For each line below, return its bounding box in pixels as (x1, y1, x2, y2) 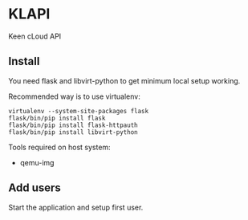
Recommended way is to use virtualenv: (8, 92, 140, 101)
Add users (8, 181, 62, 195)
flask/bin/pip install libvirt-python (8, 128, 138, 136)
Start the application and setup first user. (8, 202, 144, 212)
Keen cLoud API (8, 31, 62, 41)
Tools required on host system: (8, 142, 111, 152)
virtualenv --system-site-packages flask (8, 107, 149, 115)
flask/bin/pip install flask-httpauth (8, 121, 138, 129)
